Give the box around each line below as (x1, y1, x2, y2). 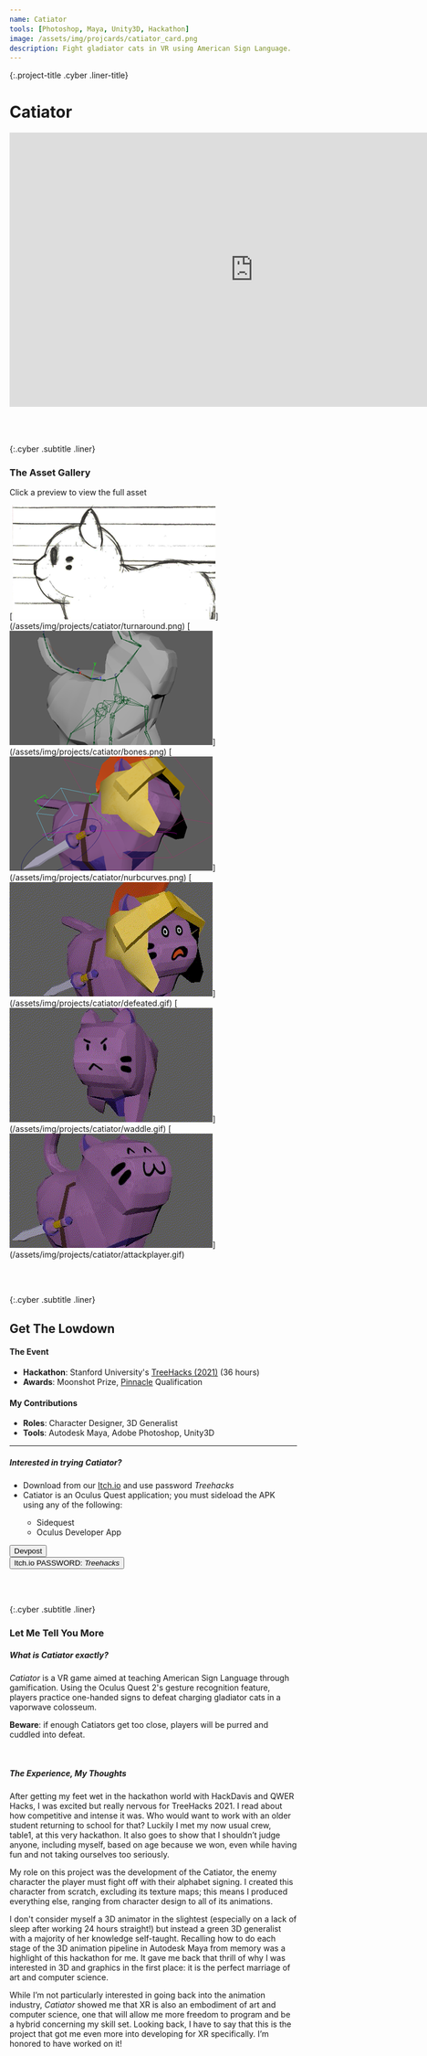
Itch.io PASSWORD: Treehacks (14, 1559, 120, 1568)
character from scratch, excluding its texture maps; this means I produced (9, 1886, 288, 1897)
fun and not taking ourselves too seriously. (9, 1849, 171, 1860)
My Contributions (9, 1397, 78, 1408)
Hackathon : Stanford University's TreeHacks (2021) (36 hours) (22, 1367, 260, 1378)
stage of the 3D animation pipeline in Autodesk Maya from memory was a (9, 1943, 286, 1954)
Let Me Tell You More (9, 1627, 105, 1640)
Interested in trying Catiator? (9, 1456, 122, 1467)
